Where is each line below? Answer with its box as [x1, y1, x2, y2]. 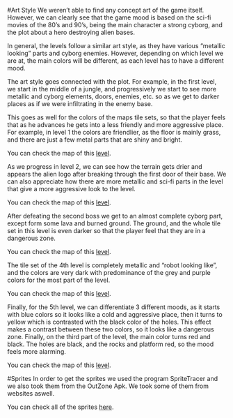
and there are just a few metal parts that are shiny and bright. [7, 135, 183, 144]
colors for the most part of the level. [7, 276, 111, 284]
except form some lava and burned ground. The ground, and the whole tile [7, 219, 221, 227]
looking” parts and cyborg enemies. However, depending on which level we [7, 49, 224, 57]
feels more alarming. [7, 348, 66, 355]
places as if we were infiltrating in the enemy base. [7, 100, 153, 107]
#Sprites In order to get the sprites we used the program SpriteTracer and [7, 375, 218, 382]
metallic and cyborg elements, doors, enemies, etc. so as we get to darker [7, 92, 220, 100]
